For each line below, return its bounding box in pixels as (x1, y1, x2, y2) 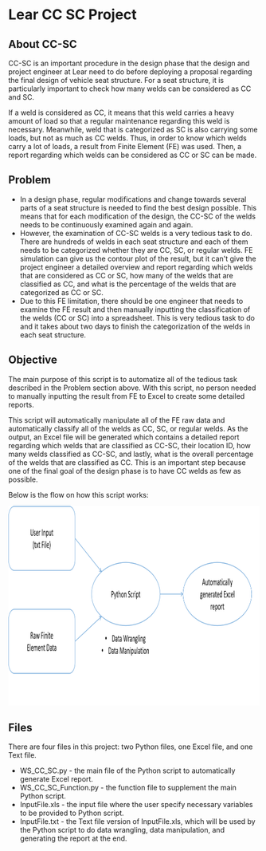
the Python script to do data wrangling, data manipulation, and (19, 825, 225, 835)
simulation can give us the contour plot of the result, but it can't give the (19, 254, 256, 263)
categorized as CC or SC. (19, 287, 104, 297)
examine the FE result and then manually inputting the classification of (19, 305, 251, 314)
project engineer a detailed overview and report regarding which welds (19, 262, 253, 272)
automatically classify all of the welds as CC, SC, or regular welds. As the (8, 424, 248, 433)
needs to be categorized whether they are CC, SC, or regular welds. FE (19, 245, 253, 254)
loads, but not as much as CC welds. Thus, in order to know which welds (8, 133, 247, 143)
